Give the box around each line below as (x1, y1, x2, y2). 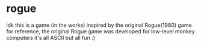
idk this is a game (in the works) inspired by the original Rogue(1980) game (6, 21, 192, 29)
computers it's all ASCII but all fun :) (6, 34, 95, 41)
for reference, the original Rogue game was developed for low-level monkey (6, 27, 195, 35)
